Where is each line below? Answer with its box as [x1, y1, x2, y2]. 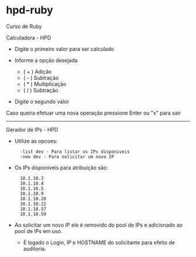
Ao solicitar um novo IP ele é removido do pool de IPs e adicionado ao [14, 221, 183, 228]
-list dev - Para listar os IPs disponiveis [20, 148, 130, 155]
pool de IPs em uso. [14, 227, 62, 234]
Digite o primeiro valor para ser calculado [14, 45, 114, 53]
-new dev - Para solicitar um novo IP [20, 154, 114, 159]
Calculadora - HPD [6, 34, 51, 41]
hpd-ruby [6, 4, 54, 17]
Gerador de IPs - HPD [6, 126, 58, 133]
